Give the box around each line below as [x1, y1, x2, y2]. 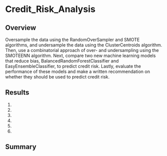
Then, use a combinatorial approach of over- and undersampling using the [5, 47, 159, 53]
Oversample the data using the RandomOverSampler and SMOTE [5, 36, 140, 42]
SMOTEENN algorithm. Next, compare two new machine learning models [5, 52, 156, 58]
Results [5, 88, 30, 97]
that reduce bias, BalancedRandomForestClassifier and [5, 58, 119, 63]
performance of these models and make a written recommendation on [5, 68, 150, 74]
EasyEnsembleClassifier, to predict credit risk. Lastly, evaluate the [5, 63, 141, 69]
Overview [5, 23, 37, 32]
